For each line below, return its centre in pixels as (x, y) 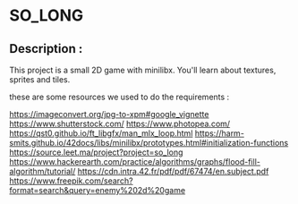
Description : (46, 49)
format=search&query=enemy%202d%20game (98, 190)
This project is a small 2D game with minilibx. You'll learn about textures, (143, 70)
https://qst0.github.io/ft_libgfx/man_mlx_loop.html (101, 133)
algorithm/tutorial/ (43, 171)
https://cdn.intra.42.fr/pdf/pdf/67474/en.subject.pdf (173, 171)
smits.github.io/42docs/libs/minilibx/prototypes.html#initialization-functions (149, 143)
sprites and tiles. (40, 80)
